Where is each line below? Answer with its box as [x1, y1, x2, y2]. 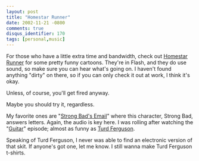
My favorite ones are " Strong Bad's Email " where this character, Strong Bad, [6, 112, 194, 119]
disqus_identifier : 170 [6, 31, 66, 37]
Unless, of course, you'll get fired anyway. [6, 90, 110, 96]
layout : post [6, 8, 39, 15]
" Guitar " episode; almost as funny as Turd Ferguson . [6, 125, 135, 132]
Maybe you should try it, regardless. [6, 101, 95, 108]
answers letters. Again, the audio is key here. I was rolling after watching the [6, 119, 194, 125]
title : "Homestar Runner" [6, 14, 70, 20]
